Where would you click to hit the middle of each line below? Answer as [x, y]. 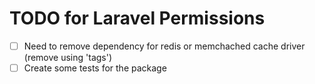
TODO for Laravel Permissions [137, 18]
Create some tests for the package [95, 68]
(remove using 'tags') [68, 57]
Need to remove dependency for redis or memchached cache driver [164, 46]
